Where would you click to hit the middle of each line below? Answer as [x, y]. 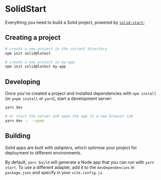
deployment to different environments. [43, 153]
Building [18, 136]
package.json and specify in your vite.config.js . [54, 172]
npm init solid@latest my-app [36, 66]
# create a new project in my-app [40, 62]
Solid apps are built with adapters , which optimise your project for [71, 147]
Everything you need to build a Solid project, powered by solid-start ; [75, 22]
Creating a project [33, 38]
